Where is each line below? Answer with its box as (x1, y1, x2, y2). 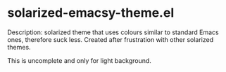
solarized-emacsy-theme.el (7, 5, 175, 21)
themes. (7, 43, 31, 51)
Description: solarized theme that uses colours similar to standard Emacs (7, 28, 220, 36)
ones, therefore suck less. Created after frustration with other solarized (7, 35, 213, 43)
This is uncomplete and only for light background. (7, 56, 151, 64)
